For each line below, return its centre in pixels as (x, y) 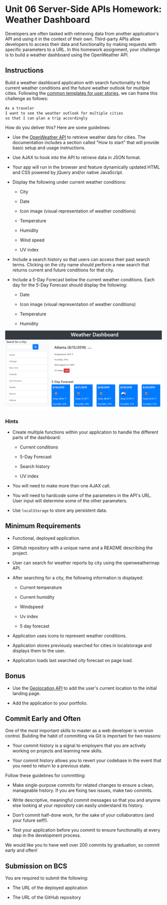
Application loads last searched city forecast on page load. (73, 660)
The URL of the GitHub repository (46, 898)
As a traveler (20, 108)
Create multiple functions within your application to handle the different (85, 432)
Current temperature (41, 587)
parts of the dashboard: (37, 437)
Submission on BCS (36, 866)
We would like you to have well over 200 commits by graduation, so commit (83, 845)
